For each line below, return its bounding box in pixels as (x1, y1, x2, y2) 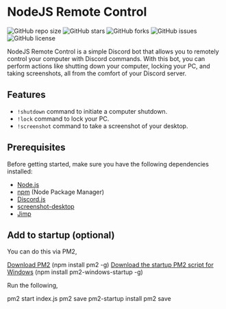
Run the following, (7, 282, 58, 290)
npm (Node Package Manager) (16, 188, 105, 196)
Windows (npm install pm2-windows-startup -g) (7, 268, 144, 276)
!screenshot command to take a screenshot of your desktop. (16, 121, 188, 130)
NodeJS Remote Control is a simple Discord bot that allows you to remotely (7, 47, 219, 55)
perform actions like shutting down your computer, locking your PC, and (7, 62, 210, 70)
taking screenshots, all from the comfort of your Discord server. (7, 69, 187, 77)
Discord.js (16, 195, 46, 203)
